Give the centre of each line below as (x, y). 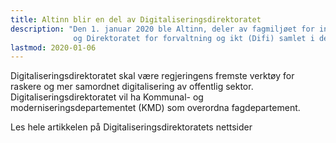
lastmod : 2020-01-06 (53, 47)
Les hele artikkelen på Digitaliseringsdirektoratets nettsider (131, 127)
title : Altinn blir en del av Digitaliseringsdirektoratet (136, 19)
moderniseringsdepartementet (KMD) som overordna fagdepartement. (155, 108)
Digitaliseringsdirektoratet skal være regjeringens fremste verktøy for (152, 76)
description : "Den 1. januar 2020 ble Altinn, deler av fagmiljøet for (162, 29)
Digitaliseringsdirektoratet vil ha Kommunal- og (107, 97)
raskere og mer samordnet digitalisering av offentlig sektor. (132, 87)
